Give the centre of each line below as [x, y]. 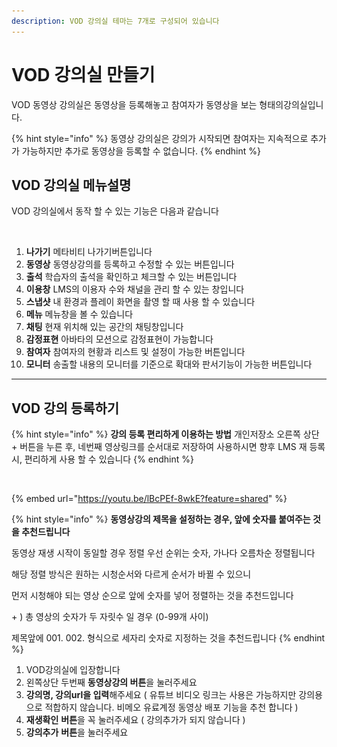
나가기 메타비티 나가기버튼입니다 [89, 252]
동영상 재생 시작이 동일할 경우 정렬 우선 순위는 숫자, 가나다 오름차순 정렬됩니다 [163, 553]
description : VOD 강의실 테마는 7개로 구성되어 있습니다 [115, 21]
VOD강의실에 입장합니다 [73, 670]
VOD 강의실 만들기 [83, 74]
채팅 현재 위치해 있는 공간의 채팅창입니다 [104, 327]
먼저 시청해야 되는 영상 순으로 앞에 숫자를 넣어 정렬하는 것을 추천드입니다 [152, 596]
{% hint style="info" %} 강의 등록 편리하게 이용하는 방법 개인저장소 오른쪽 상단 [165, 434]
